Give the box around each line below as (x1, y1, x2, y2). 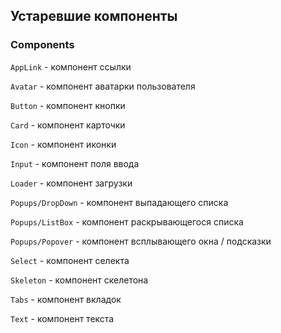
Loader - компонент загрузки (10, 177, 133, 189)
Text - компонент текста (10, 312, 115, 324)
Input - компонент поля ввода (10, 157, 140, 169)
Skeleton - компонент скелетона (10, 274, 149, 286)
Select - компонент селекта (10, 254, 130, 266)
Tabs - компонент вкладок (10, 293, 122, 305)
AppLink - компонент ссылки (10, 60, 132, 73)
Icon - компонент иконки (10, 138, 117, 150)
